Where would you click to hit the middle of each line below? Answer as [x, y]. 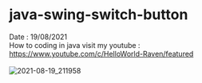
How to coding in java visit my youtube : [75, 45]
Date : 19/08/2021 [38, 37]
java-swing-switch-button [99, 15]
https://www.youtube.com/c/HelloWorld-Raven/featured [101, 53]
